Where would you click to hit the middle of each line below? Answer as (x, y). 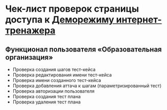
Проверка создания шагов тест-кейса (54, 70)
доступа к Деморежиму (60, 20)
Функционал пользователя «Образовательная (83, 49)
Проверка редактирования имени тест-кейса (62, 75)
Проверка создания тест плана (47, 97)
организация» (29, 57)
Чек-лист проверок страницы (72, 9)
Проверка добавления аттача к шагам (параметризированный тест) (87, 86)
